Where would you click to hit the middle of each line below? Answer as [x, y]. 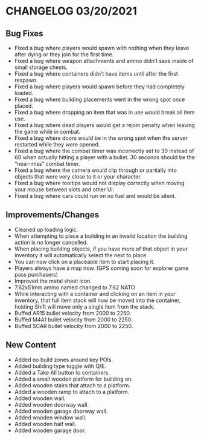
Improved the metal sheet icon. [53, 281]
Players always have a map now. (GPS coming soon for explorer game [101, 268]
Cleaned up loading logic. [46, 229]
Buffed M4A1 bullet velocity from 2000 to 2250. [74, 320]
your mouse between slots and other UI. [64, 189]
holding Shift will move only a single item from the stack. [85, 306]
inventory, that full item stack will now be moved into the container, [97, 300]
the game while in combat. [47, 132]
